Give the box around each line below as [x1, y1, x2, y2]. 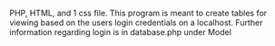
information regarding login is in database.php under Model [9, 27, 231, 37]
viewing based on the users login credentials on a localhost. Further [9, 17, 263, 28]
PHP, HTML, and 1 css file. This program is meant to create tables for [9, 8, 268, 18]
